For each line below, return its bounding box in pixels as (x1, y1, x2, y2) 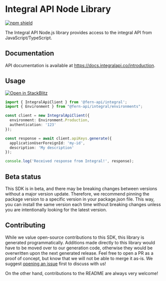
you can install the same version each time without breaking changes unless (5, 202, 161, 207)
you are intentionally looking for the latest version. (5, 207, 108, 212)
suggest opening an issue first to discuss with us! (5, 261, 107, 267)
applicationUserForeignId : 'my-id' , (9, 140, 85, 145)
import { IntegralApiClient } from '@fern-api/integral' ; (5, 99, 127, 105)
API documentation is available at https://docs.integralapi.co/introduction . (5, 62, 156, 68)
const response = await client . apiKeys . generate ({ (5, 136, 112, 141)
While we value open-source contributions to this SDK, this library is (5, 234, 145, 240)
